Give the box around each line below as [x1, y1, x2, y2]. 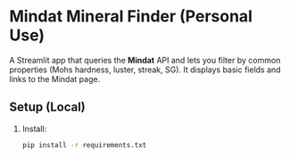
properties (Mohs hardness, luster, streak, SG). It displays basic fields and [9, 64, 281, 75]
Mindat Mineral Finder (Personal [9, 6, 253, 27]
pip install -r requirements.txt [21, 140, 147, 149]
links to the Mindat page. [9, 73, 101, 84]
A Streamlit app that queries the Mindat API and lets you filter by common [9, 54, 281, 65]
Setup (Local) [9, 100, 87, 115]
